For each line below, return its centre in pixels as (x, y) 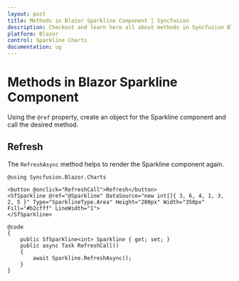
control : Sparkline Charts (47, 41)
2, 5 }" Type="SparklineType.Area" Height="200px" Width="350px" (106, 202)
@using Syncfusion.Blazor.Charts (57, 177)
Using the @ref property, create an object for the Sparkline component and (117, 117)
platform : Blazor (33, 34)
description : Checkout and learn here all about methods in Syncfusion (116, 27)
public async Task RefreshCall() (70, 245)
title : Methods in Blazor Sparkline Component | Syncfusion (99, 21)
